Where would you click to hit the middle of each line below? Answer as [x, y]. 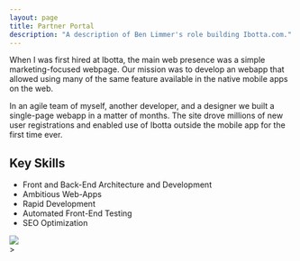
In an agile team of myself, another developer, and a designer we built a [142, 106]
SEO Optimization [55, 223]
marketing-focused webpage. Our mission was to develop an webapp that [147, 69]
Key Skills [37, 163]
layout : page [34, 18]
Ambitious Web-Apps [62, 194]
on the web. [32, 89]
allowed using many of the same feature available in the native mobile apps [149, 79]
